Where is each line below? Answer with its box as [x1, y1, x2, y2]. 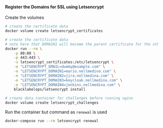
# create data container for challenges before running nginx [5, 96, 133, 101]
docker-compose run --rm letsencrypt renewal [5, 119, 98, 124]
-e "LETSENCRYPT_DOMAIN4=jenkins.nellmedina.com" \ [14, 82, 120, 87]
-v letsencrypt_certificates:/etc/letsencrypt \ [14, 60, 114, 65]
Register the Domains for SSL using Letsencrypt [5, 4, 104, 10]
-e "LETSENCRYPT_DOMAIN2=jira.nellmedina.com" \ [14, 73, 114, 78]
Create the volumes [5, 15, 45, 20]
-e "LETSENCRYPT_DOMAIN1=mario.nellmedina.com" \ [14, 69, 116, 74]
